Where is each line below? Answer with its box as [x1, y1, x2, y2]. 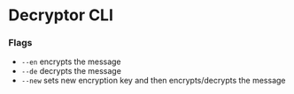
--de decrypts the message [20, 66, 121, 76]
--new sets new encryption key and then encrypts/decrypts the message [20, 76, 286, 86]
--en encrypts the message [20, 56, 121, 67]
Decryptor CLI [8, 5, 114, 25]
